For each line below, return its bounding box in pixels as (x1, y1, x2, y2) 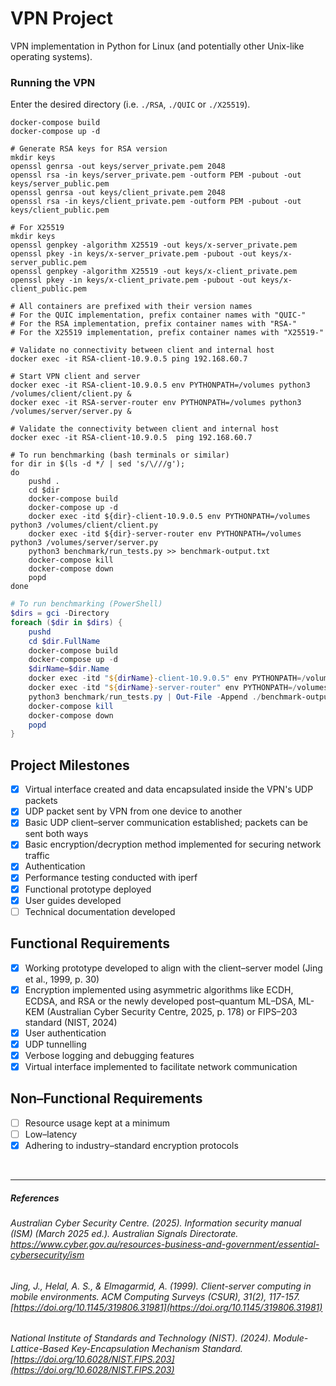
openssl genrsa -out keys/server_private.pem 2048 (10, 162, 226, 172)
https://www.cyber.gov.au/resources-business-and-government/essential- (10, 1238, 320, 1250)
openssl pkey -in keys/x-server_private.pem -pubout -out (10, 249, 257, 259)
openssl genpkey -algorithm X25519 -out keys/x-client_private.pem (10, 267, 298, 277)
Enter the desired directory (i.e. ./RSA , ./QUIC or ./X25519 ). (10, 98, 251, 111)
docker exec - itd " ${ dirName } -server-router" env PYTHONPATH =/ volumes (28, 683, 329, 693)
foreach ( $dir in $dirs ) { (10, 617, 123, 627)
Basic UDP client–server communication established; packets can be (24, 817, 308, 829)
